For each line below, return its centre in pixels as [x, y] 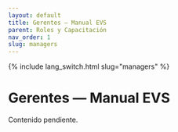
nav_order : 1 [29, 37]
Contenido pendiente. [43, 120]
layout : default [35, 15]
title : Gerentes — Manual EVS [58, 23]
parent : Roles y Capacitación [58, 30]
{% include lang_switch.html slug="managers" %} [89, 66]
